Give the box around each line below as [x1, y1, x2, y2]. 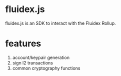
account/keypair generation [12, 54, 70, 60]
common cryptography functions [12, 65, 81, 71]
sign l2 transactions [12, 59, 53, 66]
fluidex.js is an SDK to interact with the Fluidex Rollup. [5, 20, 116, 26]
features [5, 38, 41, 49]
